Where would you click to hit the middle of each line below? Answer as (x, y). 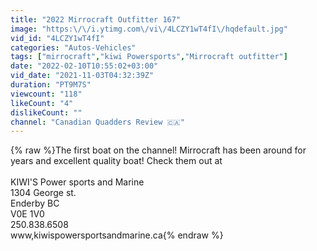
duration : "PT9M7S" (51, 85)
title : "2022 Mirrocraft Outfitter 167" (96, 19)
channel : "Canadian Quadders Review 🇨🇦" (97, 122)
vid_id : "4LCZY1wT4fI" (57, 38)
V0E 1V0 (27, 214)
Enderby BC (35, 203)
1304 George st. (43, 193)
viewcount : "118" (46, 94)
